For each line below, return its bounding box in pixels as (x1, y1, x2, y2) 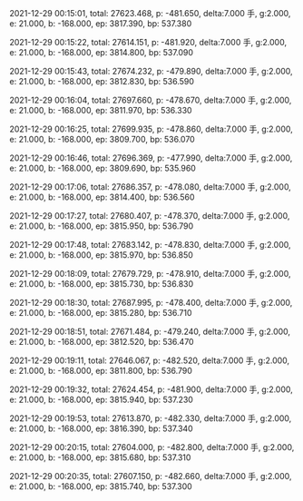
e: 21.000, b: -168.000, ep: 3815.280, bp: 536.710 (9, 308, 192, 318)
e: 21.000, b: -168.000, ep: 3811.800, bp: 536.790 (9, 366, 193, 376)
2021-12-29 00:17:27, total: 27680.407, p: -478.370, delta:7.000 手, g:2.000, (9, 211, 290, 221)
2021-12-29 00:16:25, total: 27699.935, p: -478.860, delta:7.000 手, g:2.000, (9, 123, 293, 134)
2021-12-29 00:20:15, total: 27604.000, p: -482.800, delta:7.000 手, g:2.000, (9, 442, 295, 452)
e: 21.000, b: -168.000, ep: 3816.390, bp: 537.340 (9, 423, 193, 434)
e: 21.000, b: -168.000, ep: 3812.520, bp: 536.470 (9, 337, 194, 347)
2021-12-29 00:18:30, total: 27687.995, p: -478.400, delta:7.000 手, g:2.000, (9, 298, 293, 308)
